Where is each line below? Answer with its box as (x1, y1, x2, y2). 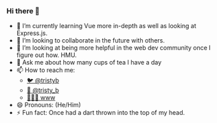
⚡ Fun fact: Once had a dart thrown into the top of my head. (16, 109, 185, 117)
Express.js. (16, 29, 48, 37)
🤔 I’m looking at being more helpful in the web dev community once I (16, 44, 211, 52)
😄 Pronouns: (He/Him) (16, 101, 82, 109)
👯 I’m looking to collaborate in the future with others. (16, 36, 165, 45)
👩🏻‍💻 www (26, 93, 56, 102)
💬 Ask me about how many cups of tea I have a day (16, 58, 162, 67)
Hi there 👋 (6, 6, 41, 16)
